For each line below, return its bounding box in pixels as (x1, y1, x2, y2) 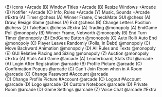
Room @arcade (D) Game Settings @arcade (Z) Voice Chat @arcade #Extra (5, 87, 157, 92)
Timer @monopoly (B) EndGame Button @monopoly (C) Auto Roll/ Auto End (5, 35, 157, 41)
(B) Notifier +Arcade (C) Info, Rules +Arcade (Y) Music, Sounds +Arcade (5, 9, 150, 15)
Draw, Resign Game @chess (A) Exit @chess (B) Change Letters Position (5, 19, 151, 25)
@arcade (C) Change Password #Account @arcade (5, 71, 108, 77)
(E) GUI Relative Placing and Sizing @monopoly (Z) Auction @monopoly (5, 50, 149, 56)
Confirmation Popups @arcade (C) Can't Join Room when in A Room (5, 66, 143, 72)
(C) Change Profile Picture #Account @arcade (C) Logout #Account (5, 76, 141, 82)
